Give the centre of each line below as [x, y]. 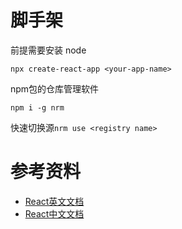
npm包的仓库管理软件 [55, 88]
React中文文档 [54, 213]
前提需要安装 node [48, 50]
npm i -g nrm [37, 107]
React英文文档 [54, 201]
